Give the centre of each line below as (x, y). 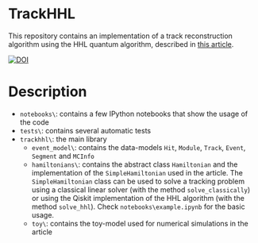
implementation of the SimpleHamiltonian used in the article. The (137, 172)
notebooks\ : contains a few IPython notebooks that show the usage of (134, 114)
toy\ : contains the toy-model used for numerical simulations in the (140, 223)
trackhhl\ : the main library (63, 139)
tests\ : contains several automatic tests (85, 130)
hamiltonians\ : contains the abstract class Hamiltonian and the (135, 164)
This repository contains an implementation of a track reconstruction (120, 36)
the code (34, 122)
